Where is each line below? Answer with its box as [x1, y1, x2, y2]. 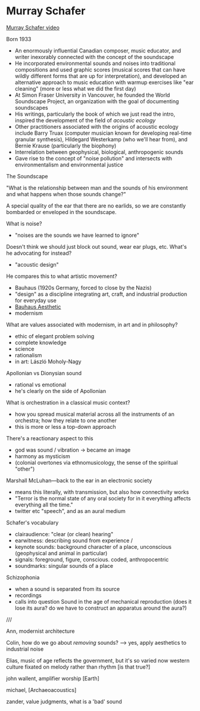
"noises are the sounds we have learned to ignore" [14, 231, 140, 239]
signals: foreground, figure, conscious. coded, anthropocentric [14, 556, 169, 563]
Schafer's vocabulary [6, 519, 59, 526]
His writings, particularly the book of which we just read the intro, [14, 110, 176, 118]
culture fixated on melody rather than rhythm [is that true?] [6, 663, 151, 670]
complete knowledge [14, 339, 67, 346]
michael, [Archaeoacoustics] [6, 686, 77, 693]
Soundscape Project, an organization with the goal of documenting [14, 97, 179, 105]
